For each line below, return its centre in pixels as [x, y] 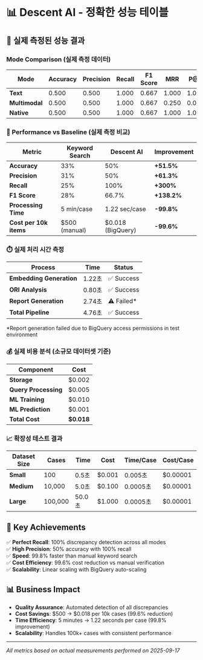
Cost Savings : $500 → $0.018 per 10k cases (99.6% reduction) [94, 613]
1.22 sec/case [125, 209]
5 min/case [77, 209]
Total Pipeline [29, 313]
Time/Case [140, 460]
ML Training [27, 399]
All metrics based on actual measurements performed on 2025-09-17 [93, 650]
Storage [21, 379]
